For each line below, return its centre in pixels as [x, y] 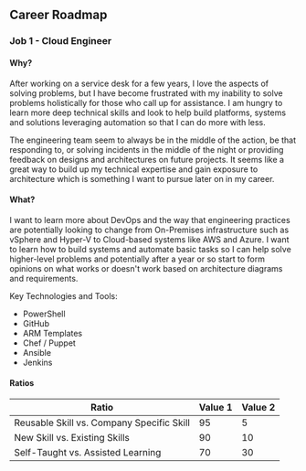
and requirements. [44, 278]
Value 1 [216, 407]
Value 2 [259, 407]
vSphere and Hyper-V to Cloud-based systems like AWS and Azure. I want [149, 239]
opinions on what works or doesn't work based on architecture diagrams [146, 268]
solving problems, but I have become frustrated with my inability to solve [146, 93]
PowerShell [44, 314]
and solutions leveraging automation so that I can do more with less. [138, 122]
